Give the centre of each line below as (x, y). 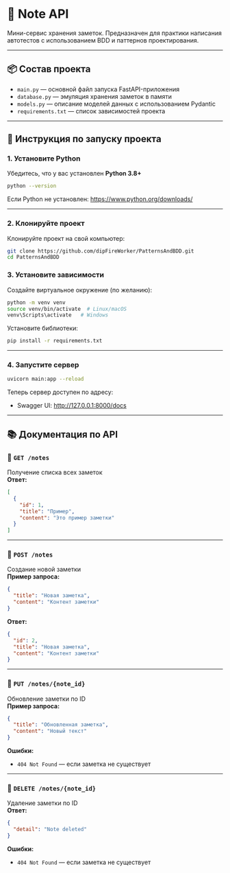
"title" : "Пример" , (47, 511)
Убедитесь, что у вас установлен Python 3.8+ (74, 174)
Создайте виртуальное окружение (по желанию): (80, 290)
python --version (32, 186)
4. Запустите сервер (43, 365)
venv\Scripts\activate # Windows (58, 315)
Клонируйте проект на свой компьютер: (66, 238)
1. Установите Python (44, 159)
